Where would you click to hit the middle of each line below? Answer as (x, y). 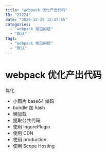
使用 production (30, 139)
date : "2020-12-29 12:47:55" (37, 19)
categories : (18, 24)
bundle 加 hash (29, 107)
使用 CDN (23, 133)
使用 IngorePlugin (31, 126)
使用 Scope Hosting (34, 146)
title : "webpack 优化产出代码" (37, 10)
